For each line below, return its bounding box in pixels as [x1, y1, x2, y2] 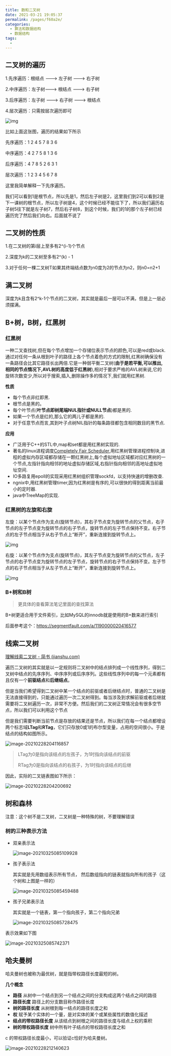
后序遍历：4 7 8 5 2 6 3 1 [5, 161, 58, 167]
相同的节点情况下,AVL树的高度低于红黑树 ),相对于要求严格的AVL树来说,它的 [5, 366, 162, 372]
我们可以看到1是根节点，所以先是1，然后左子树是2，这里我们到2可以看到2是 [5, 193, 164, 199]
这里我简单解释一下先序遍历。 [5, 182, 68, 188]
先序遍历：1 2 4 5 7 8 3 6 [5, 139, 58, 145]
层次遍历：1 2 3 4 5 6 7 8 [5, 172, 58, 178]
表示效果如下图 [5, 930, 37, 936]
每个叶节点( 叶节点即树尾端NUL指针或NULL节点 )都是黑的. [12, 407, 132, 413]
